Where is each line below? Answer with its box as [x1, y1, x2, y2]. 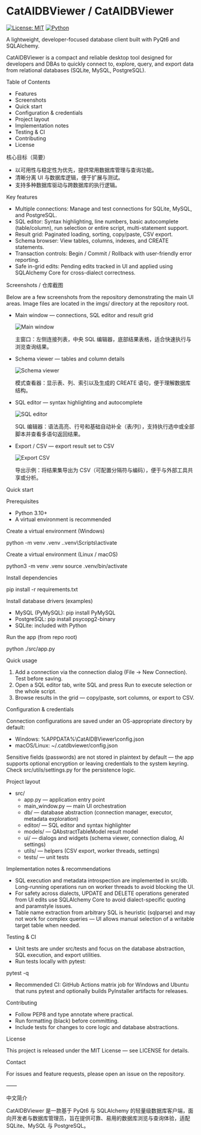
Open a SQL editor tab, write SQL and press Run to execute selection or [14, 681, 193, 688]
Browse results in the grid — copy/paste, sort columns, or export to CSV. [14, 694, 195, 701]
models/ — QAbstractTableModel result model [23, 827, 139, 835]
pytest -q [6, 969, 29, 976]
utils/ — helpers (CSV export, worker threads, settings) [23, 847, 160, 854]
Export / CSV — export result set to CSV [14, 442, 115, 450]
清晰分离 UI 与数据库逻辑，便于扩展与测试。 [14, 173, 124, 181]
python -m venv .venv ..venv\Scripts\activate [6, 539, 118, 546]
